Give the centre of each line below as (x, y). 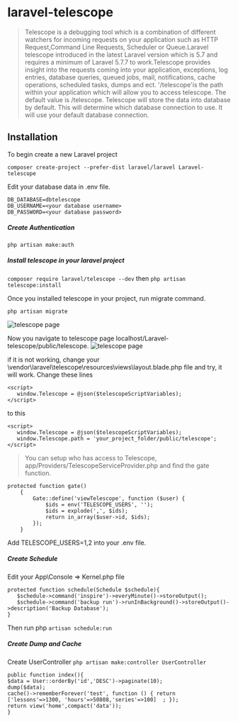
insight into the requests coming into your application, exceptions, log (126, 70)
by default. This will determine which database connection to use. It (124, 107)
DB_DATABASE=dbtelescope (44, 199)
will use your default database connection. (87, 115)
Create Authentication (41, 228)
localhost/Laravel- (142, 338)
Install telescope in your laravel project (66, 260)
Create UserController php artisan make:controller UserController (107, 662)
